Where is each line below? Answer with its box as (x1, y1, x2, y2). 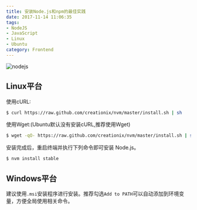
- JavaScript (6, 31, 38, 36)
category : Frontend (6, 47, 54, 53)
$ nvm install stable (6, 156, 59, 162)
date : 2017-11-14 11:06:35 (6, 14, 72, 20)
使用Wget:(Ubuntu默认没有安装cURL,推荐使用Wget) (6, 121, 131, 128)
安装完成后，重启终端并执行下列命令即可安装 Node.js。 (6, 144, 140, 151)
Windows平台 (6, 174, 57, 184)
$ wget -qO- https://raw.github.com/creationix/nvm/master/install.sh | (6, 133, 188, 138)
